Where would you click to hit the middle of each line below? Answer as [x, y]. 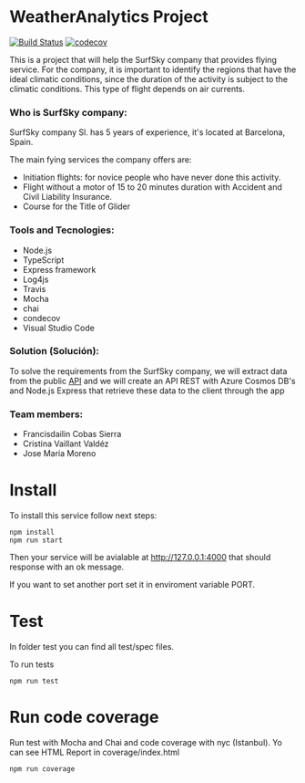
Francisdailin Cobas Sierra [72, 434]
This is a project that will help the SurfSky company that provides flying [143, 59]
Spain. [21, 142]
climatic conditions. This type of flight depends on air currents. [127, 89]
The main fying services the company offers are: [101, 160]
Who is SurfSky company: [68, 112]
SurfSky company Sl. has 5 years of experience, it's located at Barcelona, [147, 132]
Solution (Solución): [55, 351]
